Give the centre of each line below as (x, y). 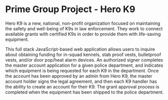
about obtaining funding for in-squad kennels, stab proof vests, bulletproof (83, 55)
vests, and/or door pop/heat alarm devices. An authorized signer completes (84, 60)
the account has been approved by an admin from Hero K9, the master (79, 76)
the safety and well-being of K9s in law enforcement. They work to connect (84, 28)
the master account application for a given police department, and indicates (84, 65)
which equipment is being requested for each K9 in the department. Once (82, 70)
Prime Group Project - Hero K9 (70, 9)
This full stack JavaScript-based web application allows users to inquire (80, 49)
